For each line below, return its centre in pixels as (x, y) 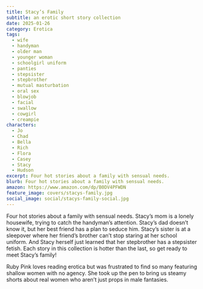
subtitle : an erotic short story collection (64, 18)
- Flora (22, 153)
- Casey (22, 159)
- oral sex (26, 91)
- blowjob (24, 97)
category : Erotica (29, 29)
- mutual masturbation (40, 86)
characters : (21, 125)
